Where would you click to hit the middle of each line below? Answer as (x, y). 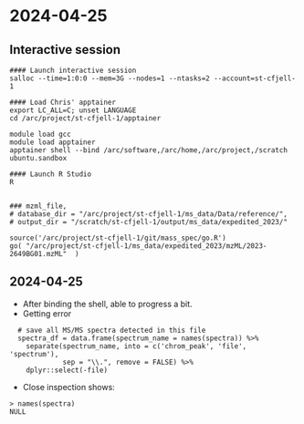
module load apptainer (52, 142)
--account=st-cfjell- (255, 78)
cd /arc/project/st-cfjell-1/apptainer (85, 119)
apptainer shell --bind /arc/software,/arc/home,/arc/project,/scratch (148, 150)
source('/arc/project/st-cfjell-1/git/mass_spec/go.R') (118, 238)
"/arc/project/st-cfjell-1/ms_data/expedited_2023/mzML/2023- (147, 246)
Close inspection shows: (69, 387)
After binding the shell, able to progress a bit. (108, 304)
